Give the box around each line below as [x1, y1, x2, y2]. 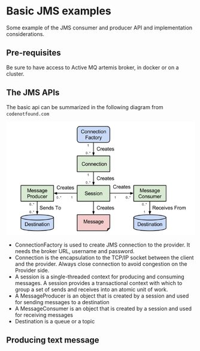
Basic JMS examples [6, 4, 112, 18]
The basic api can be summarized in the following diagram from [6, 103, 163, 110]
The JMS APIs [6, 88, 60, 98]
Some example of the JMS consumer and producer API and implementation [6, 24, 193, 31]
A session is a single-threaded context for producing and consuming [14, 273, 184, 280]
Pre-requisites [6, 48, 61, 58]
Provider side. [14, 266, 50, 274]
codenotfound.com [6, 111, 50, 117]
